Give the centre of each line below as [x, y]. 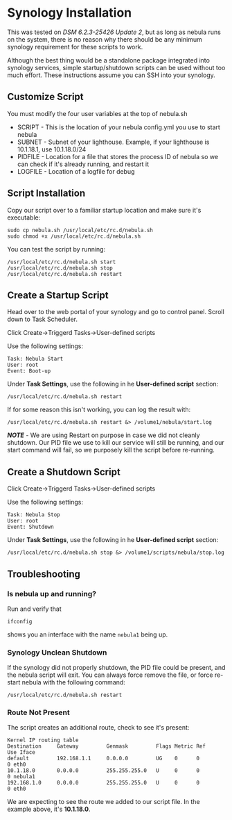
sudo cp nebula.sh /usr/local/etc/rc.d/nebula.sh [80, 230]
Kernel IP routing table [43, 740]
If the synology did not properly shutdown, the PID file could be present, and [116, 668]
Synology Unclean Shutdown [57, 653]
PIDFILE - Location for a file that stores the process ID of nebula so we [118, 156]
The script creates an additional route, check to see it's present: [98, 728]
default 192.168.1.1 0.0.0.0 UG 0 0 [103, 759]
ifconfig [20, 621]
